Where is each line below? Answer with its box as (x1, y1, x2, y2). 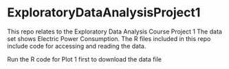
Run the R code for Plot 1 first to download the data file (7, 55, 162, 63)
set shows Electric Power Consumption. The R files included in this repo (7, 34, 211, 42)
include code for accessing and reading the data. (7, 42, 146, 50)
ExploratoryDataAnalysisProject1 (7, 5, 201, 20)
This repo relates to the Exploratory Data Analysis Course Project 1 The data (7, 27, 222, 36)
